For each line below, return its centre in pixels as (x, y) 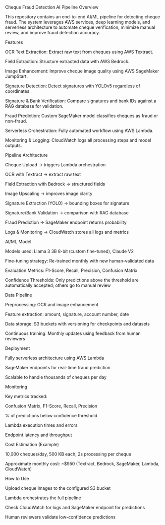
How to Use (17, 479)
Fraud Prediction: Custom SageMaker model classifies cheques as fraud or (82, 116)
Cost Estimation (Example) (32, 444)
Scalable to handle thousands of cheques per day (56, 377)
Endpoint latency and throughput (39, 435)
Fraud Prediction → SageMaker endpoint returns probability (66, 222)
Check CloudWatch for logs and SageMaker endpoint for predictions (75, 507)
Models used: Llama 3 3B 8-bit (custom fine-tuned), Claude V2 (69, 251)
